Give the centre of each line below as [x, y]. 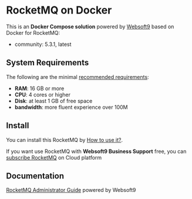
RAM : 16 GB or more [39, 88]
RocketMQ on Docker [59, 10]
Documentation [35, 176]
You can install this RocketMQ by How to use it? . [65, 140]
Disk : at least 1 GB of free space [53, 101]
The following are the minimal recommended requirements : [78, 77]
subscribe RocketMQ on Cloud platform [54, 157]
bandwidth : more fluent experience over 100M [71, 107]
